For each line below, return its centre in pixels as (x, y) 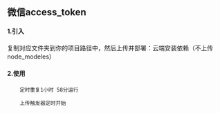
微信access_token (47, 12)
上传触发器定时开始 (43, 103)
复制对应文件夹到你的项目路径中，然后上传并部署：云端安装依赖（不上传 (110, 48)
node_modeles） (31, 56)
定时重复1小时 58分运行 (49, 90)
